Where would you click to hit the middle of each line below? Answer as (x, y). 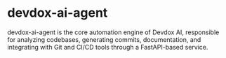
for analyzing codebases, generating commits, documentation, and (104, 39)
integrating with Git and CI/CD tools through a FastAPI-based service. (108, 47)
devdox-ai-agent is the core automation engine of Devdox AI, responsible (113, 32)
